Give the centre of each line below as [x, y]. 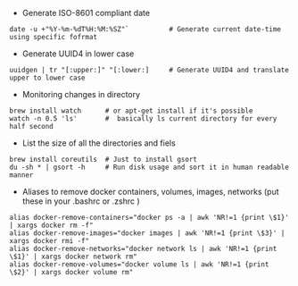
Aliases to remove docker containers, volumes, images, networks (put [150, 192]
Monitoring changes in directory [81, 94]
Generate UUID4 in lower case [78, 54]
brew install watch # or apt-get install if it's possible [131, 111]
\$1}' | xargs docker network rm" [74, 257]
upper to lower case [48, 78]
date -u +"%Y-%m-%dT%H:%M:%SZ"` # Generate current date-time [145, 29]
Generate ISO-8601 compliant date [86, 13]
